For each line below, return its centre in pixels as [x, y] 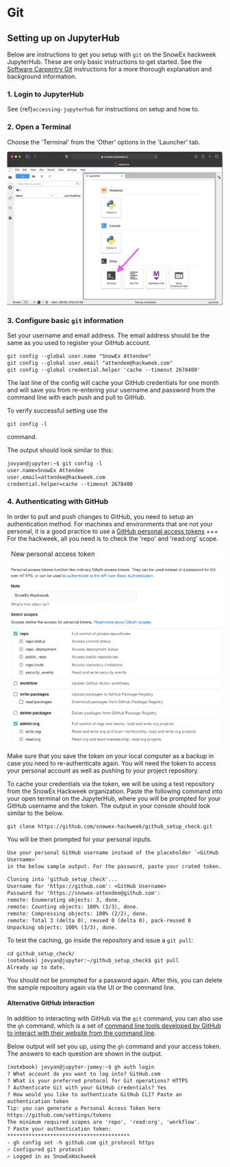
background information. [42, 76]
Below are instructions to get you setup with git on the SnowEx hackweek [112, 54]
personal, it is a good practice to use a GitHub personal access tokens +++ [113, 531]
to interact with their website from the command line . [81, 1033]
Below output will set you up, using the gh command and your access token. [114, 1046]
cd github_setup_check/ [41, 953]
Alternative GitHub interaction [51, 1003]
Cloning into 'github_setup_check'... [62, 879]
